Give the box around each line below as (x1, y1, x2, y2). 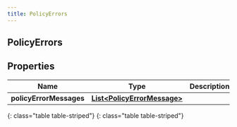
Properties (7, 61, 55, 73)
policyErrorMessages (11, 93, 85, 103)
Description (189, 81, 230, 91)
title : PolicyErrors (7, 10, 68, 18)
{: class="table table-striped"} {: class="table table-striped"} (7, 111, 184, 120)
